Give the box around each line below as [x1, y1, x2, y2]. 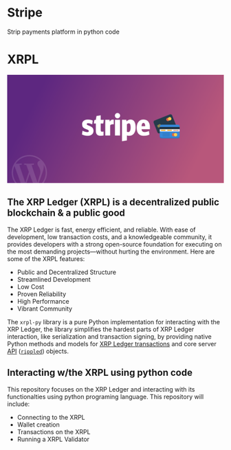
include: [7, 400, 30, 408]
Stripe [7, 5, 43, 21]
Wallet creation [16, 420, 60, 429]
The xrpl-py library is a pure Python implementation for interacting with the [7, 317, 221, 326]
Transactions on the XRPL [16, 427, 91, 436]
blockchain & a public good [7, 207, 126, 219]
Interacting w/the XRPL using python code [7, 367, 192, 379]
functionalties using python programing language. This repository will [7, 392, 204, 401]
